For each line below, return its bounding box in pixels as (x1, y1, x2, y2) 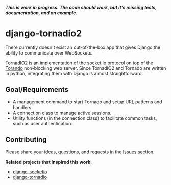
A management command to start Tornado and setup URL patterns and (12, 99, 162, 105)
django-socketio (12, 168, 47, 175)
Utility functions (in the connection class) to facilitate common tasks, (12, 115, 157, 121)
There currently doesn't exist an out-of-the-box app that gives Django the (5, 44, 161, 50)
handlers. (12, 104, 33, 110)
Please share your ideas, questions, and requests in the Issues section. (5, 149, 155, 155)
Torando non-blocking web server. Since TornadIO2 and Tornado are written (5, 65, 166, 71)
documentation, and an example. (5, 10, 78, 16)
